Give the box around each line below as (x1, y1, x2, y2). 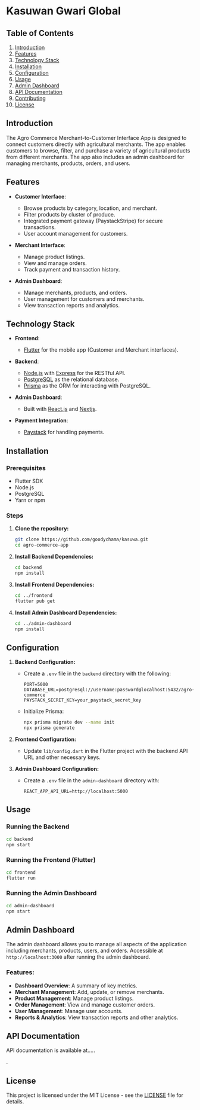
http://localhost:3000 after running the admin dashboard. (6, 953, 151, 960)
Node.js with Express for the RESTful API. (23, 370, 126, 377)
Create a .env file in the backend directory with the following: (23, 670, 171, 677)
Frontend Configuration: (14, 736, 76, 743)
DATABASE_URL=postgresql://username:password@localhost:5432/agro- (23, 687, 195, 693)
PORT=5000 (23, 682, 49, 688)
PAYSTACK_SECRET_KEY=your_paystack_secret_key (23, 697, 142, 703)
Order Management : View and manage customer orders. (14, 1001, 155, 1008)
